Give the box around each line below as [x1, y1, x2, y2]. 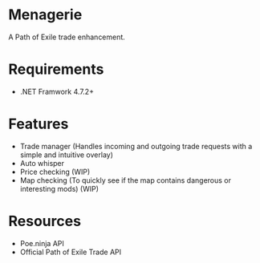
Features [8, 115, 69, 133]
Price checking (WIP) [19, 167, 91, 176]
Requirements [8, 60, 104, 79]
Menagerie [8, 6, 83, 24]
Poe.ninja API [19, 238, 64, 248]
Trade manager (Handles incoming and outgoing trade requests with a [19, 141, 253, 151]
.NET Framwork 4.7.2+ [19, 87, 95, 96]
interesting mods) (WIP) [19, 184, 99, 193]
